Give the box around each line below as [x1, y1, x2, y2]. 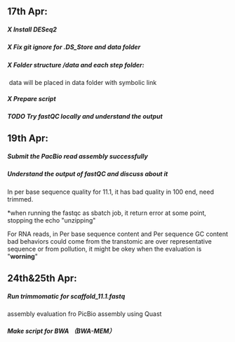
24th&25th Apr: [7, 272, 77, 284]
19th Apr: [7, 133, 49, 145]
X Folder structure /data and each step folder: [7, 60, 145, 69]
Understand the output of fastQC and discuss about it [7, 170, 168, 178]
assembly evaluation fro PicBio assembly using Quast [7, 310, 162, 318]
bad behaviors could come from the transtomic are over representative [7, 237, 213, 245]
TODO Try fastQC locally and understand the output [7, 112, 163, 121]
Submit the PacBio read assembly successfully [7, 152, 149, 161]
